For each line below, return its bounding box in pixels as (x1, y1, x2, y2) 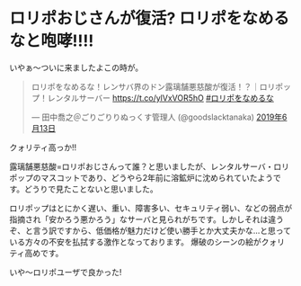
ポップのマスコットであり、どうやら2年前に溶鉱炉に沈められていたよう (9, 172, 274, 183)
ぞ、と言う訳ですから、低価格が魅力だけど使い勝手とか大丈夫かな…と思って (9, 225, 292, 236)
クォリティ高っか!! (9, 141, 77, 153)
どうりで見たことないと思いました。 (23, 183, 159, 194)
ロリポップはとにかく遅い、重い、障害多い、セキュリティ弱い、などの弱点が (9, 202, 293, 213)
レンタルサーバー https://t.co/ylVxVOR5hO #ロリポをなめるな (47, 92, 274, 103)
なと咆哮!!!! (9, 31, 94, 51)
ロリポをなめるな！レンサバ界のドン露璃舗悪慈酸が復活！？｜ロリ (31, 81, 276, 92)
